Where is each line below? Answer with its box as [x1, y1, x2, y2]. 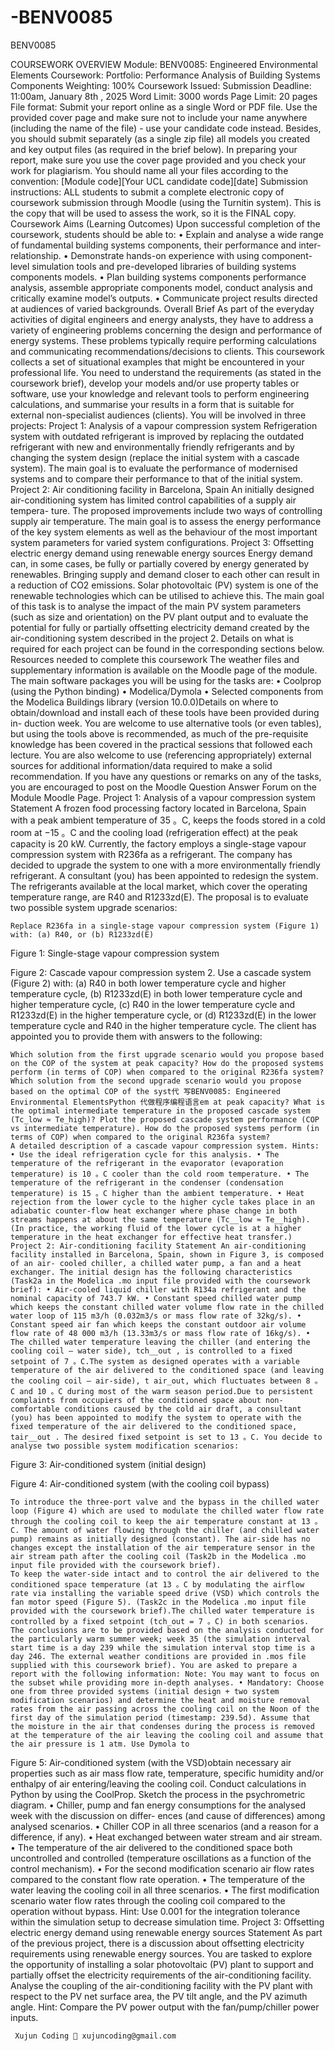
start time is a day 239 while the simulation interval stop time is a [10, 1642, 315, 1653]
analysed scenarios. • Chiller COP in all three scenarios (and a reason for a [10, 1820, 319, 1832]
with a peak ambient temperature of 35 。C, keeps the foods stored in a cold [10, 814, 326, 826]
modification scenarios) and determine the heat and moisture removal [10, 1695, 311, 1705]
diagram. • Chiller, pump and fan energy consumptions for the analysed [10, 1799, 307, 1811]
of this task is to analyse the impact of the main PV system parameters [10, 600, 302, 612]
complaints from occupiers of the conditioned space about [10, 1395, 262, 1405]
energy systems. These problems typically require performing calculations [10, 334, 317, 346]
